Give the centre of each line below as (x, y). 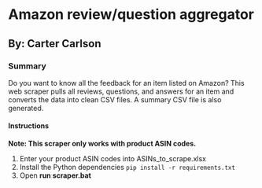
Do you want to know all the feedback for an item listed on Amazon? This (127, 83)
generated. (26, 108)
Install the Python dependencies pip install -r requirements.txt (127, 168)
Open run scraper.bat (55, 175)
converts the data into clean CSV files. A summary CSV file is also (115, 99)
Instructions (29, 126)
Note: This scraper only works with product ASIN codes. (102, 144)
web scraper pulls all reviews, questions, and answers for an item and (121, 91)
